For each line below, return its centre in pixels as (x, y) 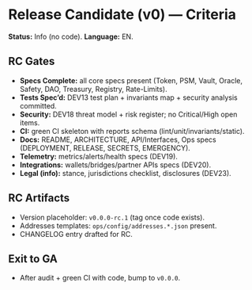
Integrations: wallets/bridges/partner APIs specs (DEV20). (115, 165)
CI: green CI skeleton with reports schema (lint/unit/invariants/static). (132, 131)
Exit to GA (33, 259)
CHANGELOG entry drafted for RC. (76, 234)
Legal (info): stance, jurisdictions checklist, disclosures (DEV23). (125, 173)
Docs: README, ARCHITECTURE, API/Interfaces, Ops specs (118, 139)
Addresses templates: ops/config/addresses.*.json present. (118, 225)
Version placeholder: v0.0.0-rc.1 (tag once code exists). (112, 217)
